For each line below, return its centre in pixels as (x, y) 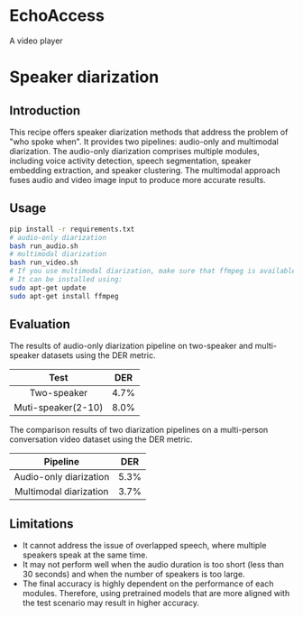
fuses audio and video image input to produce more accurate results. (138, 180)
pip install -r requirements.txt (72, 229)
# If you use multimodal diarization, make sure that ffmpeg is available (153, 272)
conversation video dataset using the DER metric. (101, 439)
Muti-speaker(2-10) (59, 408)
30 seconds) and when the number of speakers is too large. (133, 575)
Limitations (41, 524)
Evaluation (40, 324)
